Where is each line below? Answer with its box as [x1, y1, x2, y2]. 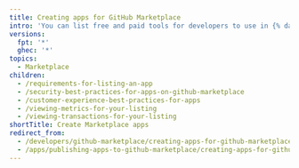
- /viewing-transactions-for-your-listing [17, 112, 177, 121]
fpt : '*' [17, 37, 50, 47]
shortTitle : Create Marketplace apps [9, 121, 149, 130]
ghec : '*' [17, 46, 53, 55]
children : [9, 71, 46, 80]
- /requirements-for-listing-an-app [17, 79, 153, 88]
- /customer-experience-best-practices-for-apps [17, 95, 201, 105]
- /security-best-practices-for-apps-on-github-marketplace [17, 87, 245, 96]
